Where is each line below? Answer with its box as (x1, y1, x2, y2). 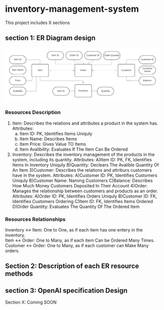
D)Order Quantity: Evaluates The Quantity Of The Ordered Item (12, 204, 140, 209)
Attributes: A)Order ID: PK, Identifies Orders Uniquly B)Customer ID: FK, (12, 193, 157, 199)
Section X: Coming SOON (5, 299, 57, 305)
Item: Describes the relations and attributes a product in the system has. (12, 120, 159, 126)
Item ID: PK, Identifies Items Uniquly (19, 130, 92, 136)
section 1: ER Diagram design (5, 34, 96, 42)
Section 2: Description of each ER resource (5, 262, 139, 270)
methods (5, 270, 33, 278)
